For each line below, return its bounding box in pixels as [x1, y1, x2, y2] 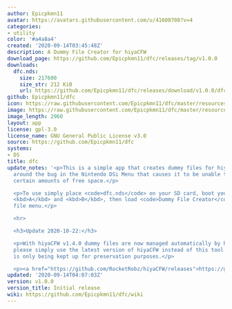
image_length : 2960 [7, 113, 64, 120]
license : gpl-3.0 [7, 126, 57, 133]
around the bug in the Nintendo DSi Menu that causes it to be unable [13, 171, 221, 178]
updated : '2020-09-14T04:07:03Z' [7, 272, 104, 279]
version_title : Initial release [7, 285, 100, 292]
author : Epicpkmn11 [7, 10, 64, 17]
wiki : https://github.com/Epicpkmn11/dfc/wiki [7, 291, 144, 298]
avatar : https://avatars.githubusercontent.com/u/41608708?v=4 [7, 17, 193, 24]
